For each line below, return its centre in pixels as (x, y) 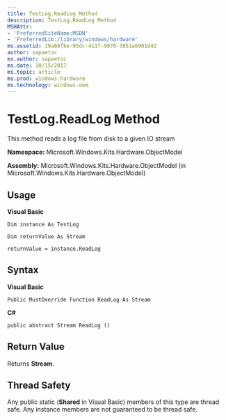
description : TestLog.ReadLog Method (62, 20)
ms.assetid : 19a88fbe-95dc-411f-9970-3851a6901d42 (82, 46)
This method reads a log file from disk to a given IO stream (91, 139)
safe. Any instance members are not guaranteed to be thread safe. (103, 410)
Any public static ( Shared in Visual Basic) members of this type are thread (113, 402)
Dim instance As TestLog (43, 224)
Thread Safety (39, 386)
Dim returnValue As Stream (46, 237)
